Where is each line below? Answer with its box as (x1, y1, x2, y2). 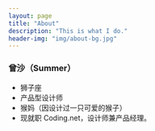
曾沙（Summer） (8, 62, 76, 74)
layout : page (8, 11, 52, 20)
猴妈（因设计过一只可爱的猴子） (19, 103, 127, 112)
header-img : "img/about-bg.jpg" (8, 34, 117, 43)
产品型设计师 (19, 92, 63, 102)
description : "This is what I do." (8, 27, 128, 35)
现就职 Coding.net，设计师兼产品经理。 (19, 112, 152, 122)
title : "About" (8, 19, 60, 27)
